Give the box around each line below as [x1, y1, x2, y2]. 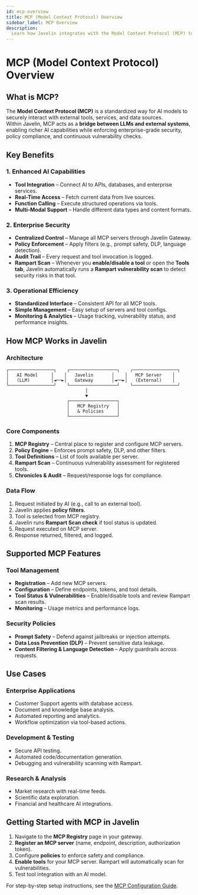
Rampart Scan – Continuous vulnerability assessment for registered [14, 459, 180, 466]
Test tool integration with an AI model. [14, 870, 107, 877]
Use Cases [6, 669, 47, 679]
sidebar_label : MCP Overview [6, 19, 78, 25]
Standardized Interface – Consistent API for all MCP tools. [14, 300, 157, 307]
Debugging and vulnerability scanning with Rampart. [14, 759, 143, 766]
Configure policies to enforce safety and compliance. [14, 851, 145, 859]
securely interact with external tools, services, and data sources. [6, 114, 163, 121]
